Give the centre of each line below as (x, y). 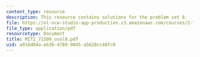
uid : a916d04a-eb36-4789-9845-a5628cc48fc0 (61, 45)
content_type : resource (36, 12)
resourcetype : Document (36, 34)
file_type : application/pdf (41, 28)
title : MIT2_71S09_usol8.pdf (42, 39)
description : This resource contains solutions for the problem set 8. (97, 17)
